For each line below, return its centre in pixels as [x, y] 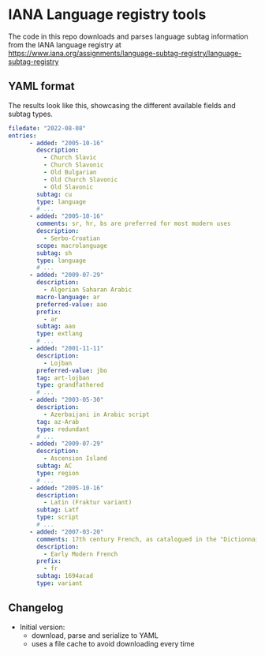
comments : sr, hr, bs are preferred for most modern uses [134, 224]
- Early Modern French [80, 554]
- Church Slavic [70, 158]
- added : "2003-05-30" [66, 400]
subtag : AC [54, 466]
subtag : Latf [58, 510]
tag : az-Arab [58, 422]
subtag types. [31, 114]
